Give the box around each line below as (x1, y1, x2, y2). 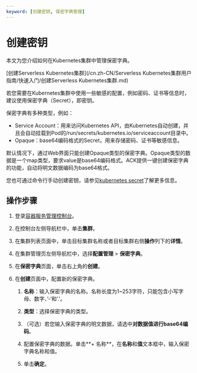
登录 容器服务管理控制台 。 (14, 213, 77, 220)
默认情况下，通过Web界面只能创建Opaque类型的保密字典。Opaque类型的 (6, 149, 186, 156)
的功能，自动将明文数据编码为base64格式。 (6, 164, 113, 171)
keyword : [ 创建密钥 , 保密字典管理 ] (6, 8, 85, 15)
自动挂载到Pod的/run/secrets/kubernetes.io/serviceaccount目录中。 (25, 129, 192, 136)
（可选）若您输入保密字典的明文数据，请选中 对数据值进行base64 (23, 320, 183, 327)
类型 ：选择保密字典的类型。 (23, 308, 92, 315)
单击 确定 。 (23, 361, 50, 368)
